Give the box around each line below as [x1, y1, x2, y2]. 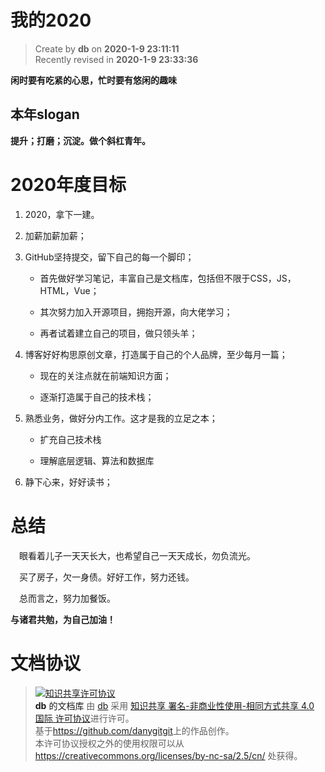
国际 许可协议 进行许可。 [34, 712, 135, 724]
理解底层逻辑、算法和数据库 [39, 454, 155, 466]
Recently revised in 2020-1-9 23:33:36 [34, 53, 199, 65]
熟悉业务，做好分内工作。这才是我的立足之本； [24, 412, 218, 424]
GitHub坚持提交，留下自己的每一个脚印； [24, 251, 195, 263]
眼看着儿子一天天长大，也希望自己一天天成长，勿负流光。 [19, 549, 256, 561]
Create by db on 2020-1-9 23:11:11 [34, 42, 180, 55]
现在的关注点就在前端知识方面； [39, 369, 172, 381]
